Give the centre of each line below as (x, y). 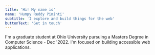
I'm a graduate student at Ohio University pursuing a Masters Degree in (77, 37)
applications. (18, 47)
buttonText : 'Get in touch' (34, 23)
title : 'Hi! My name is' (30, 9)
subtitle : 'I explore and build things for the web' (60, 18)
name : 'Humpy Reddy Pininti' (35, 14)
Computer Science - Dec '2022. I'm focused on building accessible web (78, 42)
